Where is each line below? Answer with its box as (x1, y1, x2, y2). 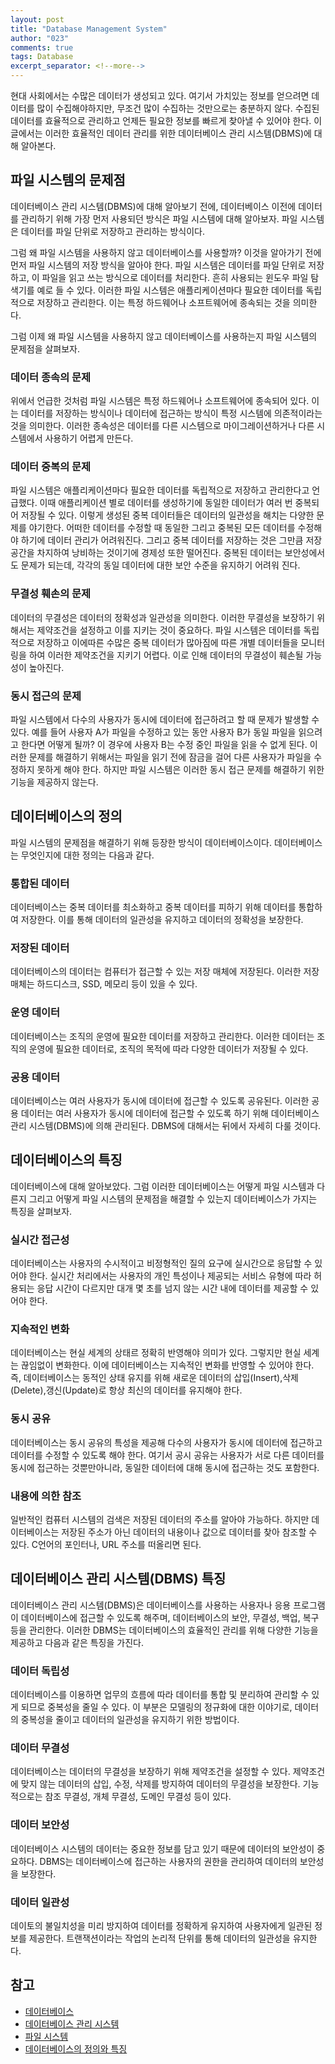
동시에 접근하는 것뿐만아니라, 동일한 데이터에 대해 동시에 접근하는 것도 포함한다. (10, 1461, 320, 1473)
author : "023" (10, 33, 70, 43)
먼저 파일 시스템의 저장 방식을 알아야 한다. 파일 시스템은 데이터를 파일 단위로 (10, 259, 307, 271)
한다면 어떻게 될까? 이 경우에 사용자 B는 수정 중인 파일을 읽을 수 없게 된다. (20, 739, 308, 750)
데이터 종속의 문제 (10, 370, 92, 384)
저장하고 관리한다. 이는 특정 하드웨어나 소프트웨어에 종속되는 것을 (36, 296, 291, 308)
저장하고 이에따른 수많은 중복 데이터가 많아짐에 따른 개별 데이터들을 (36, 636, 299, 648)
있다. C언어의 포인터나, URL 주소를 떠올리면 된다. (10, 1539, 202, 1550)
